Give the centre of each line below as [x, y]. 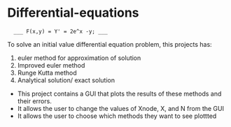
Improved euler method [51, 65]
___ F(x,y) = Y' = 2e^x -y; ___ [61, 31]
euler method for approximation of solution [79, 58]
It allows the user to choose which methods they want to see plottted [117, 116]
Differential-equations [73, 13]
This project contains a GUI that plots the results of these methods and [119, 94]
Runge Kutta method [47, 73]
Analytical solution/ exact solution [66, 80]
